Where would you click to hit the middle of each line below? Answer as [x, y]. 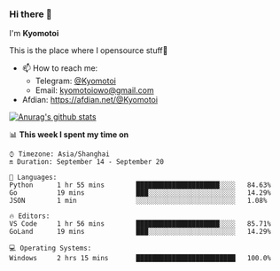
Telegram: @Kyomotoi [76, 81]
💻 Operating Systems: [51, 248]
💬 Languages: [33, 178]
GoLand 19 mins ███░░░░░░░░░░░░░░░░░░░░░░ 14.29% [140, 232]
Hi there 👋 [31, 14]
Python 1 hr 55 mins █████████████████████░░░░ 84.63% [140, 185]
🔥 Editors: [30, 216]
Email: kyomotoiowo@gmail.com [94, 90]
